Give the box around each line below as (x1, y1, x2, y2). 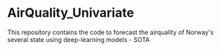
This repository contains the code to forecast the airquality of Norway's (7, 28, 214, 36)
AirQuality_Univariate (7, 5, 135, 21)
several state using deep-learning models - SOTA (7, 35, 150, 43)
